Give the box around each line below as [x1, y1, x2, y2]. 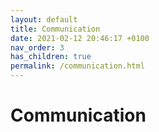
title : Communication [10, 24, 101, 34]
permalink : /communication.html [10, 61, 145, 71]
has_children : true [10, 52, 92, 62]
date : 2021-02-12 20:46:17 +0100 [10, 33, 150, 43]
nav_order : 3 [10, 42, 65, 53]
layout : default [10, 14, 78, 25]
